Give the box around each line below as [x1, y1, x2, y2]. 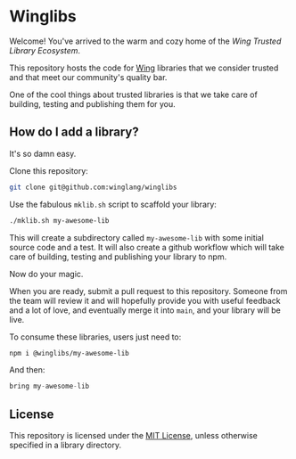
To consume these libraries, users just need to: [9, 332, 182, 342]
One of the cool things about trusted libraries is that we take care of [9, 89, 259, 100]
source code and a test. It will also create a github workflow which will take [9, 242, 285, 252]
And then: [9, 365, 45, 375]
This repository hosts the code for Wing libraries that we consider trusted [9, 62, 279, 73]
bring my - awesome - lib [9, 381, 90, 391]
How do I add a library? [9, 125, 140, 140]
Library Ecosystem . [9, 45, 81, 55]
